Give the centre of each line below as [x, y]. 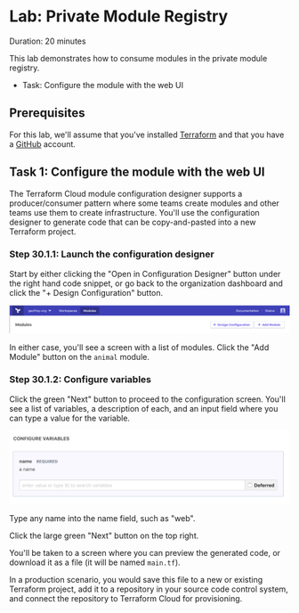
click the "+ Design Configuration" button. [86, 292]
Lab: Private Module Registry [119, 16]
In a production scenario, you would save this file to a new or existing [136, 580]
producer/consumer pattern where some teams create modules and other [145, 203]
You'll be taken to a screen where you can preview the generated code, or [145, 553]
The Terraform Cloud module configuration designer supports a [126, 193]
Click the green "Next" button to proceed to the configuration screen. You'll [148, 399]
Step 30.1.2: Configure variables [80, 380]
